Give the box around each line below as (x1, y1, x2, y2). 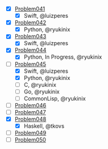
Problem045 (14, 60, 47, 68)
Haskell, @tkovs (23, 122, 65, 130)
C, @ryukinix (23, 81, 56, 88)
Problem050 (14, 136, 47, 144)
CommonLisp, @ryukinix (23, 95, 87, 102)
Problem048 (14, 115, 47, 123)
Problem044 (14, 46, 47, 54)
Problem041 (14, 5, 45, 12)
